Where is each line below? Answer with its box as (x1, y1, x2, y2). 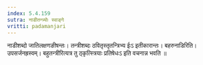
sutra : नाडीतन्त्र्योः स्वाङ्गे (7, 16, 64, 23)
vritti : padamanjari (7, 23, 67, 29)
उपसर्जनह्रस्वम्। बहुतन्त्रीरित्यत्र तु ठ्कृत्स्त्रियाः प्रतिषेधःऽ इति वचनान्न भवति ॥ (7, 49, 167, 57)
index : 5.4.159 (7, 10, 51, 17)
